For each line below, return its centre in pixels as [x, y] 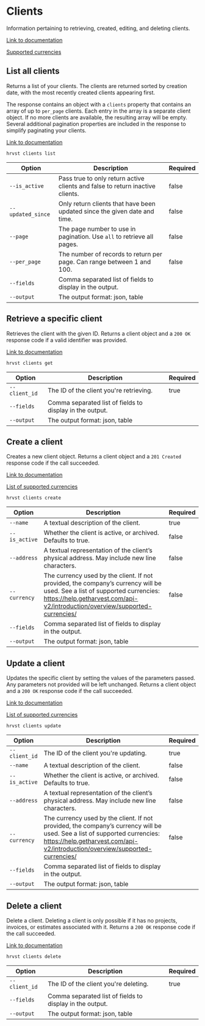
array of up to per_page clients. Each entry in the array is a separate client [99, 111]
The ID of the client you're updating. [95, 753]
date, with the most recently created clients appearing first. [81, 92]
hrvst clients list [31, 153]
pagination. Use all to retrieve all [106, 236]
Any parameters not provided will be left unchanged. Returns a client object [101, 684]
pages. [68, 244]
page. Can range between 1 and [105, 261]
